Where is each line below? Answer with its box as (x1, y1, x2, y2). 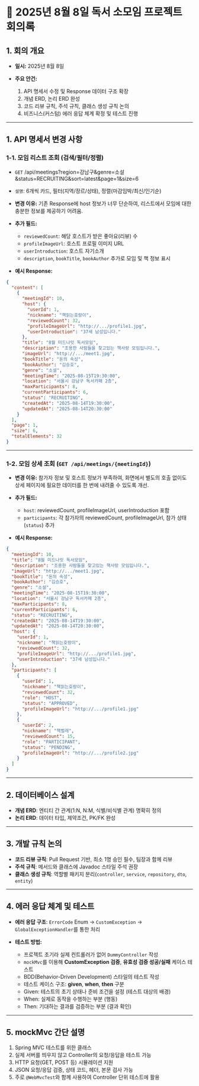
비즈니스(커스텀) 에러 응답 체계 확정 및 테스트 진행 (23, 110, 138, 117)
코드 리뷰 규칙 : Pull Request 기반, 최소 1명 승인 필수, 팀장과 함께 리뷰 (14, 855, 173, 863)
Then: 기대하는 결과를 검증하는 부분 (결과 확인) (23, 1002, 132, 1010)
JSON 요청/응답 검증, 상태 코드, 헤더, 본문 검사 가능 (14, 1066, 133, 1074)
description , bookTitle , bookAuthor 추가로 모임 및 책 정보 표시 (23, 254, 171, 261)
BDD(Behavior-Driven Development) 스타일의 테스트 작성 (23, 973, 160, 980)
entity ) (14, 877, 33, 884)
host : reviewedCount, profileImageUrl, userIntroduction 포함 (23, 507, 170, 514)
